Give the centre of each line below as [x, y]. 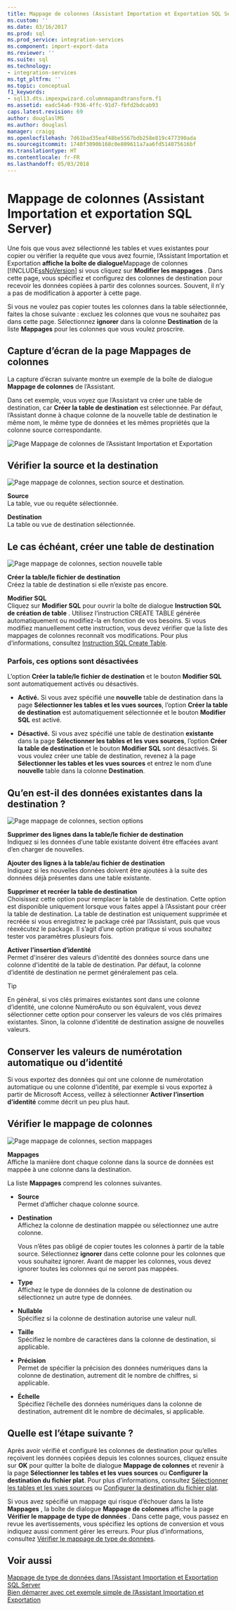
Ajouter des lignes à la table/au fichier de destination [86, 863]
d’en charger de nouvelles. [46, 849]
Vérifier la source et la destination [83, 465]
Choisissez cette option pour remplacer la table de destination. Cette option [117, 899]
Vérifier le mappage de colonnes [80, 1124]
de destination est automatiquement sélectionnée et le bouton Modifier [122, 712]
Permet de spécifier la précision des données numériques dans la [112, 1368]
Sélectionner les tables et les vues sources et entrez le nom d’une [114, 764]
